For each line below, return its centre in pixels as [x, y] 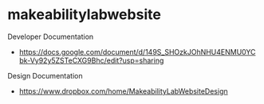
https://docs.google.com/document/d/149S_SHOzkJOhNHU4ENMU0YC [137, 52]
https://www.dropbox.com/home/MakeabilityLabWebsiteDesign [123, 91]
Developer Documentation [51, 37]
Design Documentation [45, 75]
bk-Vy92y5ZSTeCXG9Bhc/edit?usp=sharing [91, 60]
